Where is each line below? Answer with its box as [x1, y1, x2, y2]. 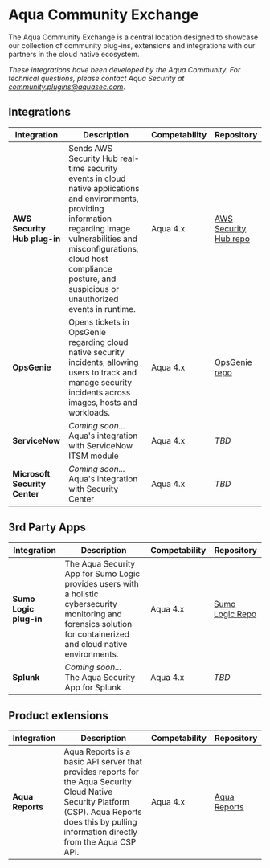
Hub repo [214, 233, 251, 244]
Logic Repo [214, 608, 257, 620]
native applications [67, 182, 140, 194]
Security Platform [63, 796, 130, 808]
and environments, [67, 193, 139, 204]
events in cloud [67, 173, 126, 184]
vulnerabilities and [67, 233, 138, 244]
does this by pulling [63, 817, 138, 828]
